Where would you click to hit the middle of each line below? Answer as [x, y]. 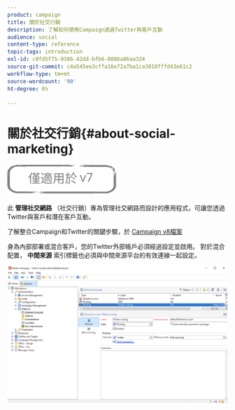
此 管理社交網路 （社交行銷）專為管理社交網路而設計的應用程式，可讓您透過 [116, 208]
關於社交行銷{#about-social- [92, 134]
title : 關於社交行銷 [34, 22]
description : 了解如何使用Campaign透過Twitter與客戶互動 [85, 29]
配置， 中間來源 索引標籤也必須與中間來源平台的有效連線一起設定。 [104, 255]
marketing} [41, 149]
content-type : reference [43, 45]
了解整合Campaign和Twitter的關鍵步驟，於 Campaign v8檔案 [95, 232]
